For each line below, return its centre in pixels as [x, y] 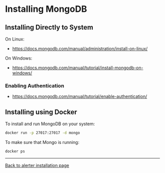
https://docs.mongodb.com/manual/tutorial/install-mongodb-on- [78, 68]
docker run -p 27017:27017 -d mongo [42, 133]
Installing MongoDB [46, 9]
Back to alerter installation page [37, 165]
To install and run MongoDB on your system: [50, 124]
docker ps [15, 151]
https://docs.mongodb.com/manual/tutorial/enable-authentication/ [80, 97]
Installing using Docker [41, 112]
